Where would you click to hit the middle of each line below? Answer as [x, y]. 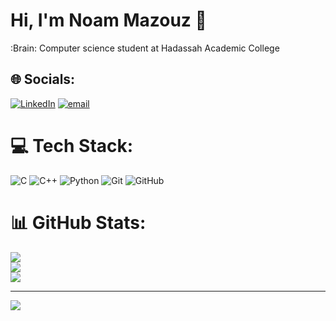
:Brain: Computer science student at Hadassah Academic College [145, 48]
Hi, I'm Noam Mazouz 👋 [108, 20]
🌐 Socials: [43, 79]
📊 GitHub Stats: [78, 222]
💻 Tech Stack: [72, 145]
